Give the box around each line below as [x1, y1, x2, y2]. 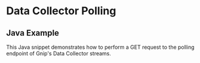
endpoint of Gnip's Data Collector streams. [6, 50, 112, 57]
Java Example [6, 28, 60, 38]
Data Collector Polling [6, 4, 116, 18]
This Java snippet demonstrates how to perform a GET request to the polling [6, 43, 195, 51]
